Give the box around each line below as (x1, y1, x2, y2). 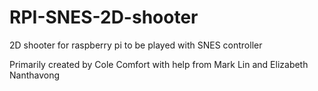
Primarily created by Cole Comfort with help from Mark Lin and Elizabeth (9, 58, 309, 70)
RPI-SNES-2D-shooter (9, 6, 199, 29)
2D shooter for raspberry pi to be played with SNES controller (9, 39, 263, 51)
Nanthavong (9, 69, 61, 81)
